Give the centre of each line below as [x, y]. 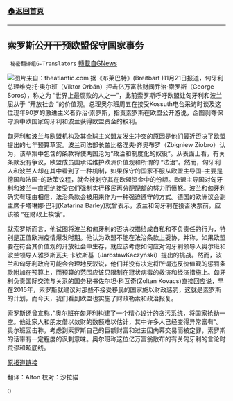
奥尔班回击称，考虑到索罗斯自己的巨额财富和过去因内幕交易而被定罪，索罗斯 [116, 330]
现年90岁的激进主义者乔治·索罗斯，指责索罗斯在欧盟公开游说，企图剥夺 [115, 113]
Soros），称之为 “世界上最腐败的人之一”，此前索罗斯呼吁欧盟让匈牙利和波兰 [115, 96]
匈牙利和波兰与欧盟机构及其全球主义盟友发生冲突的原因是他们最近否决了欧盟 [116, 136]
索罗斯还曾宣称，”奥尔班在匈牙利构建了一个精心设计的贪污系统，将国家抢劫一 [116, 313]
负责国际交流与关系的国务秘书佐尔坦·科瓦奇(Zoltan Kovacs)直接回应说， [115, 281]
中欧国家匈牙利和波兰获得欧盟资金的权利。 [80, 121]
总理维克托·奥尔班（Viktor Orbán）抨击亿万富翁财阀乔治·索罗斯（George [111, 87]
